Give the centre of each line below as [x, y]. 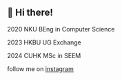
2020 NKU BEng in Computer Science [61, 29]
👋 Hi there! [30, 13]
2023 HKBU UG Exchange [44, 42]
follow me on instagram [40, 68]
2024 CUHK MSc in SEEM [44, 55]
